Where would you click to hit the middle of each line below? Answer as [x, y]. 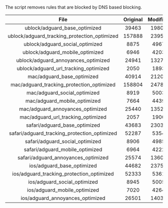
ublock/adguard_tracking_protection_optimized [63, 36]
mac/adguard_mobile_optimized [63, 101]
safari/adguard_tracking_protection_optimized [63, 133]
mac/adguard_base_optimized [63, 77]
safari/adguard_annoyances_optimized [63, 158]
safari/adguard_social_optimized [63, 141]
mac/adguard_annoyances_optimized [63, 109]
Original [133, 19]
